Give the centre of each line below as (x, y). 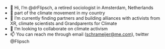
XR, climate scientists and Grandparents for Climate (63, 23)
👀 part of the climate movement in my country (58, 13)
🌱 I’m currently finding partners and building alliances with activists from (85, 18)
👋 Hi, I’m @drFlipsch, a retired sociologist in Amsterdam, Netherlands (81, 8)
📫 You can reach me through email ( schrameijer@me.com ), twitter (79, 34)
